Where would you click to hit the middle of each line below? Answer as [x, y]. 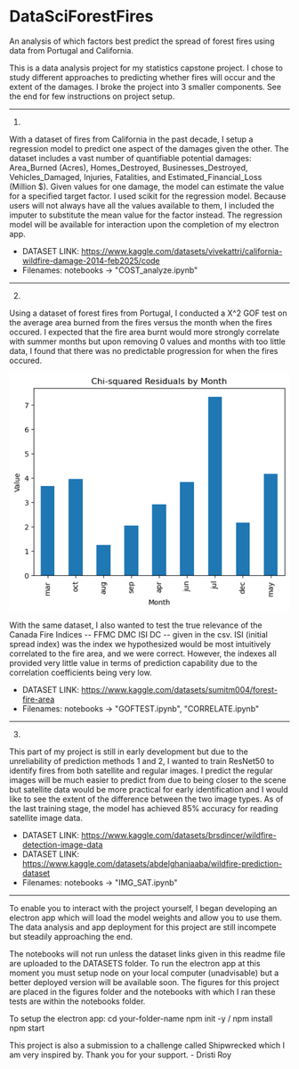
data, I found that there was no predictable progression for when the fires [144, 350]
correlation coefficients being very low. [81, 672]
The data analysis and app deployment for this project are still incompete [143, 927]
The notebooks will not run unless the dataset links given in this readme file [147, 954]
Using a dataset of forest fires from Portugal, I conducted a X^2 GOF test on [148, 313]
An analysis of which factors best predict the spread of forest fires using [142, 41]
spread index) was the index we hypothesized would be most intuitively [140, 644]
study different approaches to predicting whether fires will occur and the [142, 77]
